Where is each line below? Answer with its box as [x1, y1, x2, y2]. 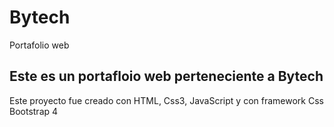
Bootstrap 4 [9, 105, 59, 117]
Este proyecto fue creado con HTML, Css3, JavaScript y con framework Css [9, 94, 324, 106]
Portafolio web [9, 39, 70, 51]
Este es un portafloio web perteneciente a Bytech [9, 68, 324, 85]
